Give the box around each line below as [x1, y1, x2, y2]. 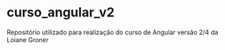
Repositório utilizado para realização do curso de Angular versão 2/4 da [6, 28, 219, 36]
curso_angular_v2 [6, 4, 115, 21]
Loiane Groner [6, 35, 49, 44]
